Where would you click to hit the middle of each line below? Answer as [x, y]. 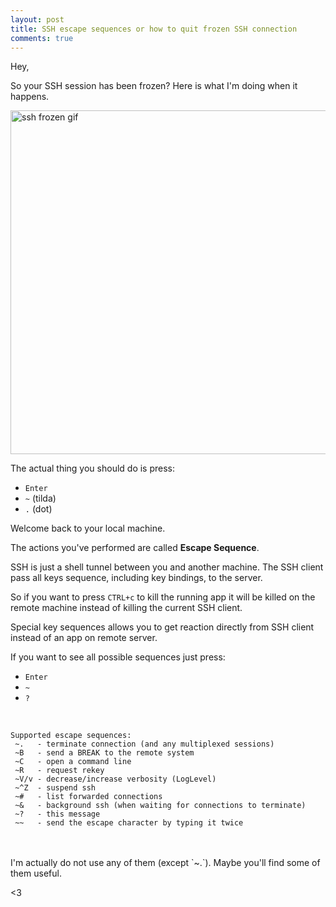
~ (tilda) [40, 498]
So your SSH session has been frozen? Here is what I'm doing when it [154, 86]
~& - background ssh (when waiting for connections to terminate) [160, 806]
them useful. [36, 873]
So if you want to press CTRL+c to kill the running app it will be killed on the [163, 597]
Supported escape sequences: [71, 736]
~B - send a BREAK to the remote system [104, 753]
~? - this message [57, 814]
